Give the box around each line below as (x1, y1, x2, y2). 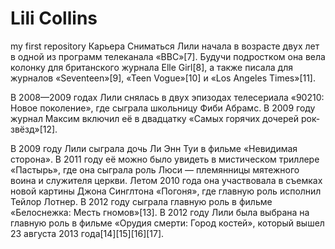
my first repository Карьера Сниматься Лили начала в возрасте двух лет (10, 40, 320, 52)
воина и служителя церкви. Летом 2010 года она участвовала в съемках (10, 174, 323, 186)
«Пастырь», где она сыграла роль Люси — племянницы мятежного (10, 163, 300, 176)
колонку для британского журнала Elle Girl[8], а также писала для (10, 61, 293, 73)
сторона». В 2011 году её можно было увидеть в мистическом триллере (10, 153, 320, 165)
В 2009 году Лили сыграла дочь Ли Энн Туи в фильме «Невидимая (10, 142, 298, 154)
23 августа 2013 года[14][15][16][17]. (10, 227, 165, 239)
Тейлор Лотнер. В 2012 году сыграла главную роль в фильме (10, 195, 273, 207)
